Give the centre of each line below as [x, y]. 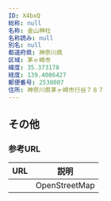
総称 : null [25, 23]
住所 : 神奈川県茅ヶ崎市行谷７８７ [56, 90]
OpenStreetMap [65, 186]
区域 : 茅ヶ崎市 [30, 61]
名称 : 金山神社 [30, 30]
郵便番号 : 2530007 [36, 82]
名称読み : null [31, 38]
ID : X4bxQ [25, 16]
